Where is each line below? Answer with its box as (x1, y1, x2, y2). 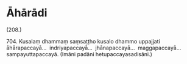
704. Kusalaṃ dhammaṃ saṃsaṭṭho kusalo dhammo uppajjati (6, 37, 160, 45)
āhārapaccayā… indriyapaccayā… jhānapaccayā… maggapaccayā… (6, 44, 182, 51)
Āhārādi (6, 6, 48, 20)
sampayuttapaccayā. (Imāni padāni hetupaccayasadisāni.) (6, 50, 152, 57)
